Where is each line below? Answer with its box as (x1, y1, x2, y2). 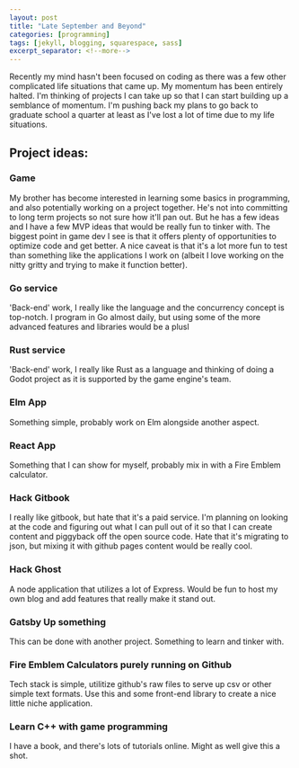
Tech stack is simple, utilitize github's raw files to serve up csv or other (9, 679, 272, 690)
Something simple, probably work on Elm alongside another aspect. (9, 416, 260, 427)
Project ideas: (9, 145, 89, 160)
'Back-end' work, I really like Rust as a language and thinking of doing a (9, 364, 275, 375)
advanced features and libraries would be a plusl (9, 321, 190, 333)
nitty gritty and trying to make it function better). (9, 259, 189, 270)
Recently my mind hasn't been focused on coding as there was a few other (9, 71, 286, 82)
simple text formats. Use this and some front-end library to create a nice (9, 689, 277, 700)
